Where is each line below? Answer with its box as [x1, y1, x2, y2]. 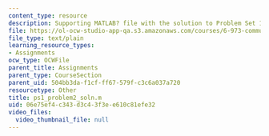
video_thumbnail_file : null [15, 116, 110, 124]
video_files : [8, 109, 52, 117]
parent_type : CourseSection [8, 71, 102, 79]
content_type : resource [8, 11, 88, 20]
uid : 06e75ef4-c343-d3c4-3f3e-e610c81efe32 [8, 101, 156, 109]
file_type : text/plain [8, 34, 84, 42]
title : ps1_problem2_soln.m [8, 94, 102, 102]
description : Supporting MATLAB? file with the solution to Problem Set [8, 19, 256, 27]
